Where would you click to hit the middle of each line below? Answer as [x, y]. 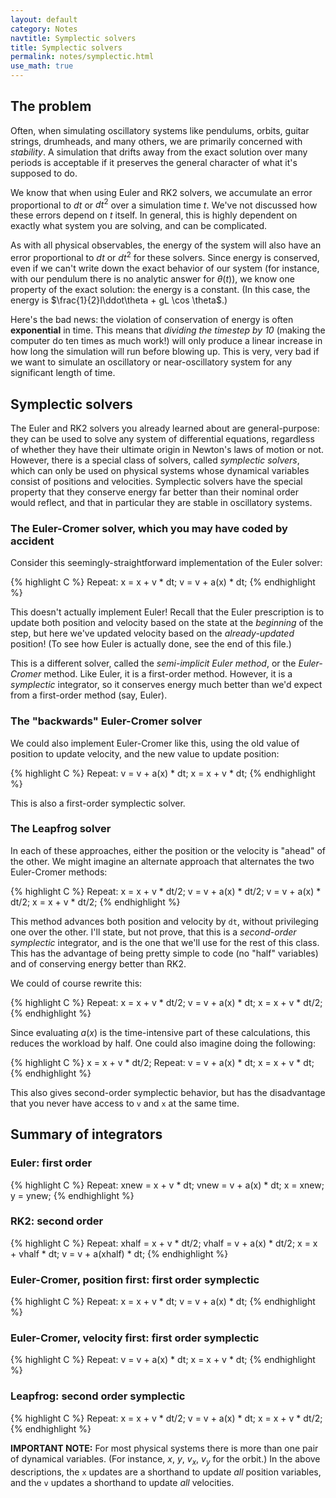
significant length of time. [63, 373]
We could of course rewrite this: [76, 983]
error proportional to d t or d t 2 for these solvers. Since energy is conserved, [165, 257]
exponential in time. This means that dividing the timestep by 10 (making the [168, 330]
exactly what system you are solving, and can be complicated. [139, 226]
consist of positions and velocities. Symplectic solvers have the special [156, 481]
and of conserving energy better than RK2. [98, 963]
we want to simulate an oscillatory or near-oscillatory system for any [151, 362]
